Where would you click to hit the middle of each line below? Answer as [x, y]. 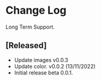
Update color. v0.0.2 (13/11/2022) [55, 66]
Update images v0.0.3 [41, 60]
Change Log [36, 10]
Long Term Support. [30, 27]
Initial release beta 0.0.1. [43, 73]
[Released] [26, 46]
